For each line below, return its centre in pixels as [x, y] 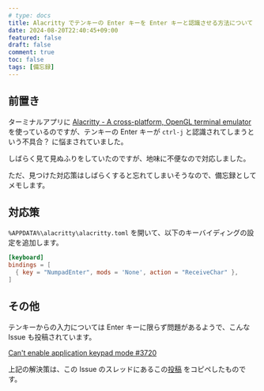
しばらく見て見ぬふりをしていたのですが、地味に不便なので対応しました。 [129, 158]
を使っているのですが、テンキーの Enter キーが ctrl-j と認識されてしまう [128, 131]
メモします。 [29, 185]
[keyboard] [26, 258]
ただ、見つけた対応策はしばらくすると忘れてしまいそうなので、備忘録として [132, 175]
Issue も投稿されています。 [52, 336]
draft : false [30, 45]
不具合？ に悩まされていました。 [75, 141]
